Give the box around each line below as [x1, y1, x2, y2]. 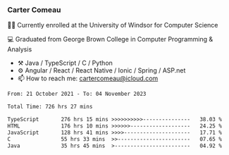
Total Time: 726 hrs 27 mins [7, 104, 93, 111]
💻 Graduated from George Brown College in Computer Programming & [7, 35, 213, 44]
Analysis [7, 45, 32, 54]
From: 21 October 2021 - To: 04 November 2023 [7, 90, 147, 98]
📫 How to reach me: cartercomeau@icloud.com [17, 74, 159, 82]
